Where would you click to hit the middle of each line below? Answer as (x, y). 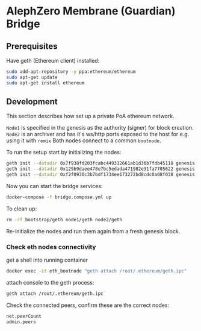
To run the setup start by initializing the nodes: (64, 153)
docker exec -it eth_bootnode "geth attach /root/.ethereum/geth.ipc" (97, 271)
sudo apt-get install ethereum (45, 83)
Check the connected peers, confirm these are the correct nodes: (88, 305)
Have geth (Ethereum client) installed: (53, 61)
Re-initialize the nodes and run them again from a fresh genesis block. (93, 231)
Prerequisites (32, 46)
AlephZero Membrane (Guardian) (91, 11)
